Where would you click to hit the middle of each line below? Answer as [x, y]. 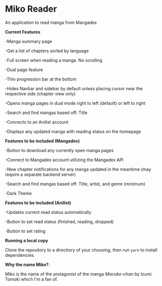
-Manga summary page [29, 41]
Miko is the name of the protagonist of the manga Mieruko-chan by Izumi [78, 274]
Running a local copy [27, 240]
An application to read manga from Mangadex [51, 22]
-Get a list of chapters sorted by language [47, 51]
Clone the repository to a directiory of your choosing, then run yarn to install [81, 250]
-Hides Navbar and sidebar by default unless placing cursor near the [74, 88]
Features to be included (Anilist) [38, 203]
